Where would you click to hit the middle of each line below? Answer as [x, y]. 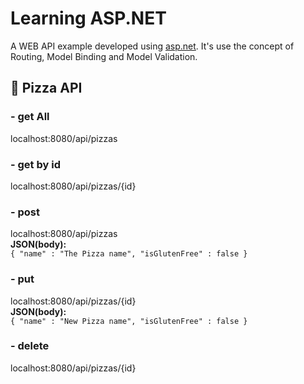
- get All [30, 117]
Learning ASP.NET [88, 18]
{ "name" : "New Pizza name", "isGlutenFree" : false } [129, 321]
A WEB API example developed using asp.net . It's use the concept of [152, 46]
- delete [30, 346]
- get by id [35, 164]
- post [25, 212]
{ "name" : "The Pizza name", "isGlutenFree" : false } [129, 254]
